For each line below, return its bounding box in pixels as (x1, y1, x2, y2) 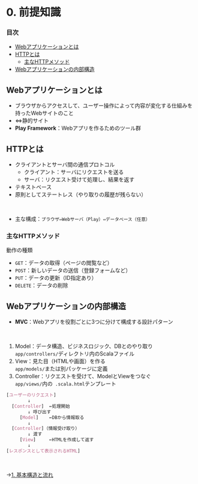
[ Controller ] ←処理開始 (11, 403, 70, 409)
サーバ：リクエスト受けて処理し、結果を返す (23, 176, 135, 183)
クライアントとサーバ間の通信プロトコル (14, 161, 115, 168)
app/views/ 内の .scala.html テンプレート (14, 380, 116, 387)
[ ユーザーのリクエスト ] (6, 392, 57, 398)
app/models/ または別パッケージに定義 (14, 365, 108, 372)
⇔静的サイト (14, 117, 49, 124)
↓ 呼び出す (28, 409, 52, 415)
